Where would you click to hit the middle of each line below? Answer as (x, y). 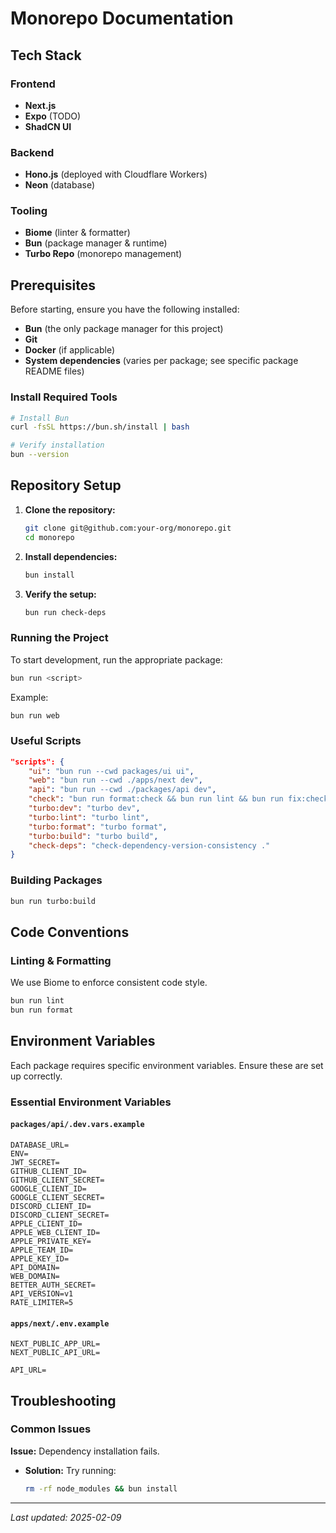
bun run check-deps (65, 612)
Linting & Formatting (61, 960)
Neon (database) (60, 185)
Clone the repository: (70, 509)
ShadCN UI (48, 126)
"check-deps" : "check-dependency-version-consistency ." (149, 845)
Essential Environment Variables (91, 1102)
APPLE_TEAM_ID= (42, 1250)
